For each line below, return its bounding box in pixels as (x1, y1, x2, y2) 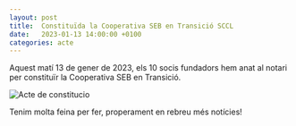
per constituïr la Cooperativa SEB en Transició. (9, 72, 182, 83)
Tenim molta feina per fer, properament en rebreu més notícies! (9, 106, 243, 117)
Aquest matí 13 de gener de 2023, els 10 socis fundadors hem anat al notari (9, 63, 288, 73)
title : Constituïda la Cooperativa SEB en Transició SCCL (9, 21, 234, 30)
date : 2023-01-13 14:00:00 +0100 (9, 29, 142, 38)
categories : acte (9, 38, 74, 47)
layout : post (9, 13, 58, 22)
